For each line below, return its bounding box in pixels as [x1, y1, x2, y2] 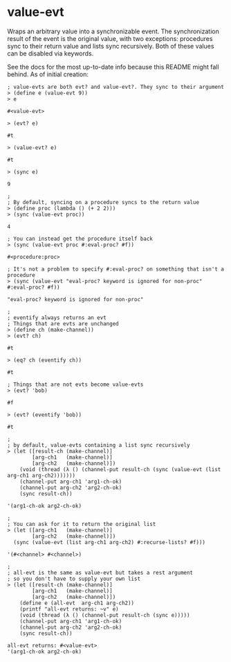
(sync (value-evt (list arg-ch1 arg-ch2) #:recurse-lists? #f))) [13, 538, 206, 545]
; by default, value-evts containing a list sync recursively [7, 441, 190, 448]
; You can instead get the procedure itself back [7, 235, 154, 242]
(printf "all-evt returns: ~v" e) [19, 605, 119, 613]
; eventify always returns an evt [7, 314, 107, 321]
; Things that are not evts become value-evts [7, 381, 144, 388]
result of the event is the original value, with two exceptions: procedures [7, 34, 213, 42]
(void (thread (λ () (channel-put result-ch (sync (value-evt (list [19, 466, 221, 473]
